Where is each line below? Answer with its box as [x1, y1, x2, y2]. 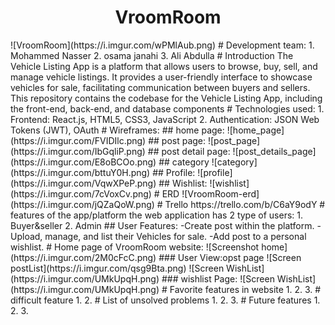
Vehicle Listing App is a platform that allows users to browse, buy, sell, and [10, 60, 318, 72]
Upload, [10, 230, 43, 242]
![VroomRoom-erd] [181, 187, 260, 200]
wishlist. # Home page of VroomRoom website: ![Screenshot [10, 241, 260, 253]
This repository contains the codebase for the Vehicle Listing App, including [10, 92, 323, 104]
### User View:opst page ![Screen [158, 251, 302, 263]
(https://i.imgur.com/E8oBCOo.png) [10, 156, 157, 168]
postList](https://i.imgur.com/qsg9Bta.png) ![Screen [10, 262, 225, 274]
